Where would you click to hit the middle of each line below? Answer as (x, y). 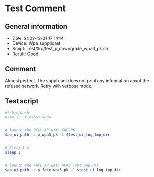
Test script (22, 101)
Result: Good (25, 54)
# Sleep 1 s (17, 148)
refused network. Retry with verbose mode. (49, 86)
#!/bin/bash (17, 113)
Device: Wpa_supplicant (36, 43)
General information (36, 27)
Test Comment (36, 9)
